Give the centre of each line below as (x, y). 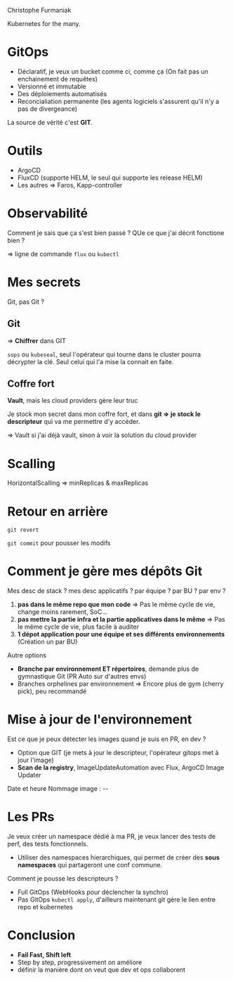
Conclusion (41, 935)
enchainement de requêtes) (58, 79)
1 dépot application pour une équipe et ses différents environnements (121, 634)
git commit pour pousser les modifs (59, 543)
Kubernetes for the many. (44, 24)
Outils (25, 151)
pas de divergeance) (47, 109)
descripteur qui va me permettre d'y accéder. (74, 422)
